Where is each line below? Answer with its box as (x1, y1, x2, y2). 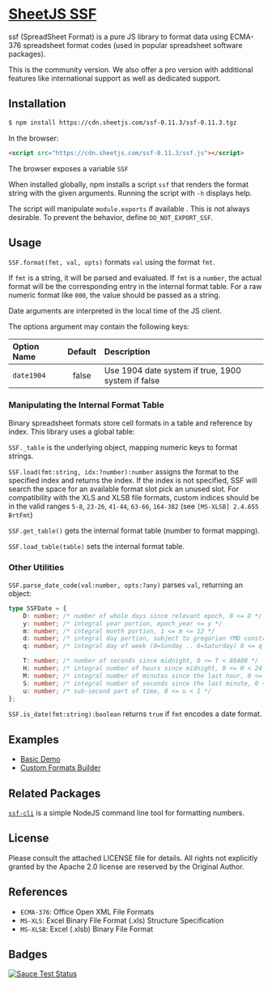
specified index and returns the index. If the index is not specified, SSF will (8, 475, 257, 485)
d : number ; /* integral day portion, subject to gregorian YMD (23, 634, 241, 642)
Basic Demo (19, 755, 61, 764)
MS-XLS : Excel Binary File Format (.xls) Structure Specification (19, 915, 224, 925)
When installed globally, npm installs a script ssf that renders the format (8, 179, 249, 189)
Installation (8, 97, 66, 110)
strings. (8, 451, 34, 461)
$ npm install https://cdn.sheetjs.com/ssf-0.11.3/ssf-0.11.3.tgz (8, 119, 237, 127)
